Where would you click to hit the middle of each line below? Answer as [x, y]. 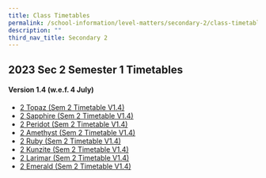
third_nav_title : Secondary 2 [58, 38]
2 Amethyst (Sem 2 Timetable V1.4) [78, 132]
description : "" [35, 30]
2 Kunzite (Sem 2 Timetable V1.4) [74, 149]
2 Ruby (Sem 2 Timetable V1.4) [70, 141]
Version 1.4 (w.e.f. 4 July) [51, 90]
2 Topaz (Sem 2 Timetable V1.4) [72, 107]
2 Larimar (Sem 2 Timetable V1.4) [74, 157]
